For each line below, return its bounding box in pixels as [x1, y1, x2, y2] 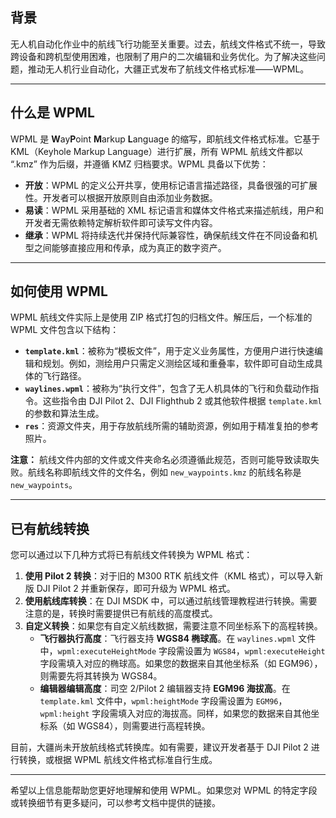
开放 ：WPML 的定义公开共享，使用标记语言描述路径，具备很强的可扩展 [24, 179, 318, 191]
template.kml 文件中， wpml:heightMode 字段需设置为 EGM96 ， [39, 695, 288, 707]
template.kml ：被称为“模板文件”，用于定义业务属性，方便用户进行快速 [24, 345, 315, 357]
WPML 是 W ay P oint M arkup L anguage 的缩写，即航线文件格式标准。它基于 [10, 133, 321, 145]
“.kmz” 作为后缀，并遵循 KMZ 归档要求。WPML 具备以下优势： [10, 158, 269, 170]
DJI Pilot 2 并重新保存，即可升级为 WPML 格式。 [36, 583, 236, 595]
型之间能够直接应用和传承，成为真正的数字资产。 [24, 241, 227, 253]
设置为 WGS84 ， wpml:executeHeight [184, 645, 326, 657]
